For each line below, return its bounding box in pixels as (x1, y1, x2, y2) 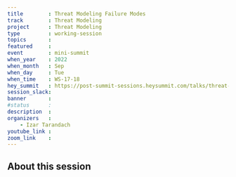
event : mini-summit (7, 50, 90, 57)
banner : (7, 96, 52, 103)
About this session (7, 160, 91, 172)
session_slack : (7, 88, 52, 96)
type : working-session (7, 29, 102, 37)
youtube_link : (7, 128, 52, 135)
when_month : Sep (7, 63, 65, 70)
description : (7, 108, 52, 115)
